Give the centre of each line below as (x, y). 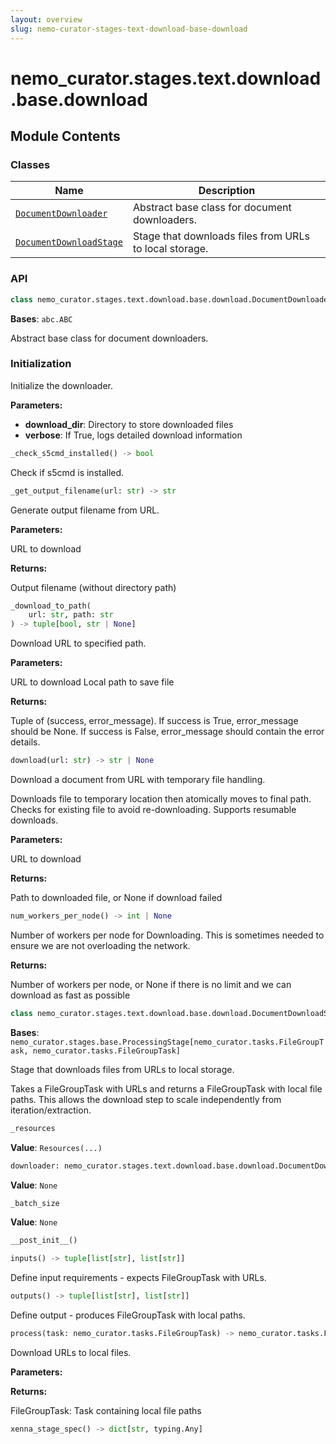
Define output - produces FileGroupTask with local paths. (128, 1315)
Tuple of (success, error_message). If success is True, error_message (154, 721)
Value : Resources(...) (56, 1147)
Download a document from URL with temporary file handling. (138, 780)
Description (227, 191)
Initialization (41, 364)
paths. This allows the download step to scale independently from (146, 1099)
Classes (30, 164)
